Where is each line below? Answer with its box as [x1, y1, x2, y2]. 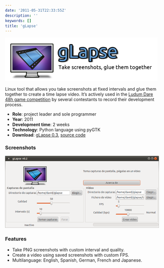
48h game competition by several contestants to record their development [5, 97, 155, 102]
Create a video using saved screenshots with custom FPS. [12, 252, 129, 258]
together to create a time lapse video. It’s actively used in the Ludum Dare [5, 91, 153, 97]
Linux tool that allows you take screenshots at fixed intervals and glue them [5, 86, 157, 92]
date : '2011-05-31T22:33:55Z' [5, 8, 67, 13]
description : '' [5, 13, 38, 18]
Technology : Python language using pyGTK [12, 127, 101, 133]
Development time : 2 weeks [12, 122, 70, 127]
